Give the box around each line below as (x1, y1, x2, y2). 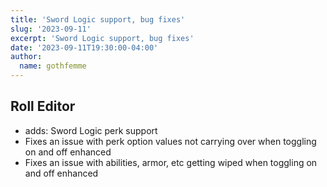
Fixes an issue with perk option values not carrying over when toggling (24, 135, 317, 147)
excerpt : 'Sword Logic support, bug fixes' (10, 33, 195, 43)
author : (10, 52, 43, 62)
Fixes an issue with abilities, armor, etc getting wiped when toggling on (24, 156, 318, 168)
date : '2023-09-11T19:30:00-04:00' (10, 42, 159, 53)
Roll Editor (10, 98, 76, 115)
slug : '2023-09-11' (10, 24, 92, 34)
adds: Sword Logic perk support (24, 124, 158, 136)
